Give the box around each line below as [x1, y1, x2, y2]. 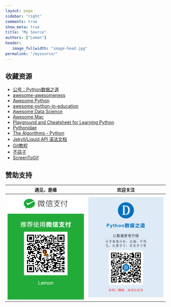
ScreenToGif [12, 155, 39, 161]
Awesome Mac [12, 114, 44, 120]
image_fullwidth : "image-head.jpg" [12, 46, 88, 51]
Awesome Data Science [12, 109, 63, 115]
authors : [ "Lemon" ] [5, 35, 47, 40]
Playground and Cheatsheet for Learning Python [12, 119, 115, 125]
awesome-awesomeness [12, 92, 66, 98]
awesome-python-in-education [12, 103, 79, 109]
